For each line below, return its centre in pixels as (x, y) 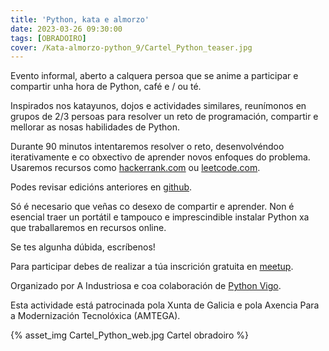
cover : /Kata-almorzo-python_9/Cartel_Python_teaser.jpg (131, 47)
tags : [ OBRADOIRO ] (48, 38)
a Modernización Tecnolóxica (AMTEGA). (95, 316)
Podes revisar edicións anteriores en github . (101, 187)
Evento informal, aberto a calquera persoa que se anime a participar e (154, 76)
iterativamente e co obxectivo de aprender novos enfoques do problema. (160, 157)
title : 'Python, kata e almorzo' (80, 19)
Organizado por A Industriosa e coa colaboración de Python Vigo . (146, 286)
